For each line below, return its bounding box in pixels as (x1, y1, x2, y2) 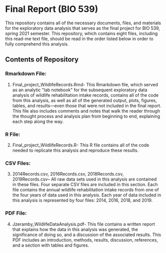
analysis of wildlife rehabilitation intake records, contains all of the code (12, 92, 159, 98)
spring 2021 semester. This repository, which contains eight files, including (5, 30, 158, 36)
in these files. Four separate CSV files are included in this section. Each (12, 182, 158, 188)
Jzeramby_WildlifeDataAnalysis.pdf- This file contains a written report (12, 221, 155, 227)
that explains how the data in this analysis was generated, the (12, 226, 138, 232)
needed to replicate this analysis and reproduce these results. (12, 147, 139, 153)
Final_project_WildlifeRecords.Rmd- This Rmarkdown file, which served (12, 81, 159, 87)
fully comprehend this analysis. (5, 41, 69, 47)
